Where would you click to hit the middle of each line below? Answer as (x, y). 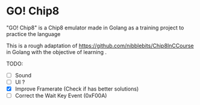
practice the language (33, 34)
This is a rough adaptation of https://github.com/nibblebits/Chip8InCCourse (100, 46)
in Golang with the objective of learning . (57, 52)
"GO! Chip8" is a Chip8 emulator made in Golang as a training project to (95, 28)
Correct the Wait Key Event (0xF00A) (61, 96)
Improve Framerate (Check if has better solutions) (77, 89)
